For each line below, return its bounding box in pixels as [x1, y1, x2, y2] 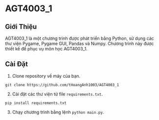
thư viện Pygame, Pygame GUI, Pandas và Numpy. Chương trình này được [5, 41, 154, 47]
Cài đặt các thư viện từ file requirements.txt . [12, 91, 103, 97]
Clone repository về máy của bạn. [12, 73, 81, 79]
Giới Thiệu [5, 23, 37, 31]
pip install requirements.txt [5, 100, 67, 105]
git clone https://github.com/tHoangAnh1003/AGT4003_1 [5, 82, 119, 87]
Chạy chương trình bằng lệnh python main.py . [12, 109, 104, 115]
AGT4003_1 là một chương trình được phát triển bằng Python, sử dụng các [5, 35, 154, 41]
